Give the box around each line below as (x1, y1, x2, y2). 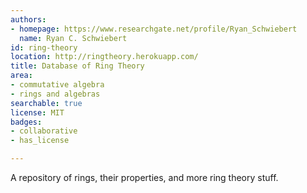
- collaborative (10, 126, 78, 136)
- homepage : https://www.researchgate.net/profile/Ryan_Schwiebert (10, 24, 298, 34)
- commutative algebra (10, 80, 105, 90)
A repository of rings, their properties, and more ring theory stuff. (10, 172, 279, 183)
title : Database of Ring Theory (10, 61, 145, 71)
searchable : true (10, 98, 83, 108)
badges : (10, 117, 43, 127)
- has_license (10, 136, 70, 146)
